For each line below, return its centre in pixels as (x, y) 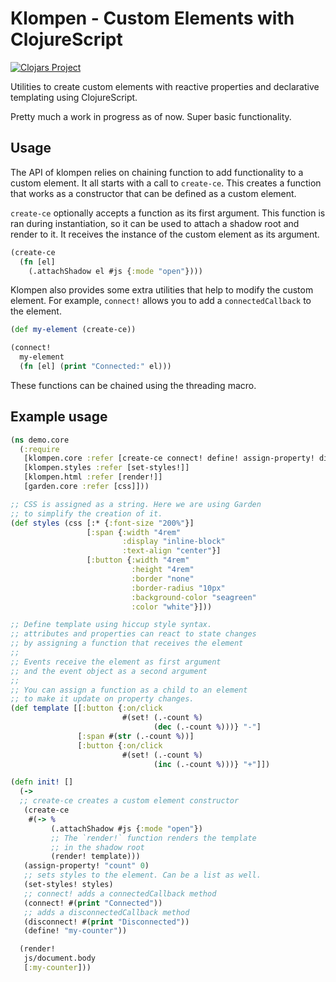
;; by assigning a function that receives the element (127, 643)
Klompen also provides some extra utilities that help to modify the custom (162, 290)
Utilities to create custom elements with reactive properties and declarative (165, 86)
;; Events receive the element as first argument (116, 662)
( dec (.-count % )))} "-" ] (207, 727)
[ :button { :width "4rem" (138, 560)
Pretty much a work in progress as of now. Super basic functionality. (151, 116)
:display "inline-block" (173, 542)
